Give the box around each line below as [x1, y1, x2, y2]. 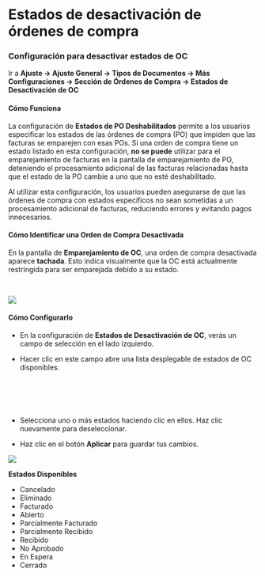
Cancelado [19, 485, 55, 495]
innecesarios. [8, 212, 53, 222]
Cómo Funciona [8, 104, 62, 113]
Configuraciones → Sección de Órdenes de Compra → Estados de [8, 77, 229, 86]
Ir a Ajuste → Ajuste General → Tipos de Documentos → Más [8, 69, 210, 78]
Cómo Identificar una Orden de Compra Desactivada [8, 230, 184, 240]
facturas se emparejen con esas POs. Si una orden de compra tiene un [8, 138, 239, 147]
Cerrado [19, 560, 47, 570]
